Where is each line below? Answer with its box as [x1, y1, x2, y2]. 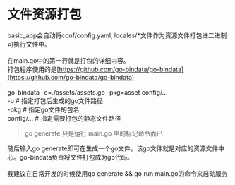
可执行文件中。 [7, 40, 51, 48]
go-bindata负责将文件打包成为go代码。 [19, 153, 134, 161]
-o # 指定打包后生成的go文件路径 [7, 96, 104, 105]
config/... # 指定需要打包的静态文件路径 [7, 114, 121, 122]
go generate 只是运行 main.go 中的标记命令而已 [24, 129, 164, 138]
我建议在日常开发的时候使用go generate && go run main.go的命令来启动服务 [7, 169, 228, 177]
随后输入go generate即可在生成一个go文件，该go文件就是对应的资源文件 [7, 144, 219, 153]
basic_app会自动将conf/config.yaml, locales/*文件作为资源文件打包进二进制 [7, 31, 227, 40]
